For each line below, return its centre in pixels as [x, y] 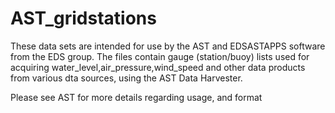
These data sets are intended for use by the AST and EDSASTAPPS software [168, 46]
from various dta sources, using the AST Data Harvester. [126, 78]
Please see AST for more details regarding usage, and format [136, 97]
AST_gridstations [83, 18]
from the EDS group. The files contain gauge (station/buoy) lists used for [160, 56]
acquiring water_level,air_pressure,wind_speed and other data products [158, 67]
